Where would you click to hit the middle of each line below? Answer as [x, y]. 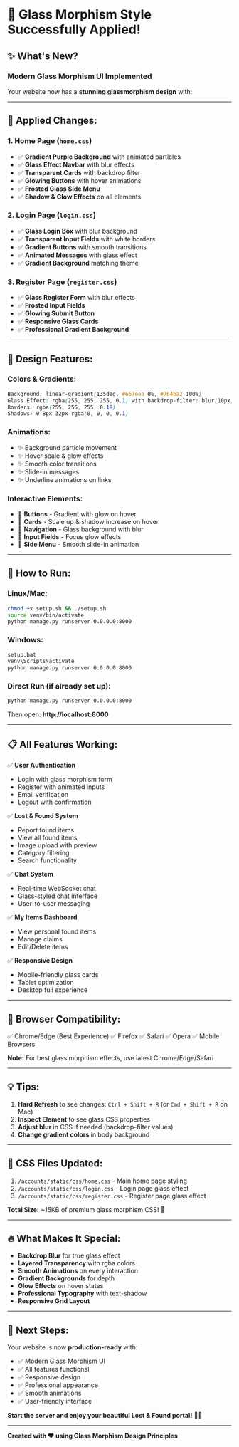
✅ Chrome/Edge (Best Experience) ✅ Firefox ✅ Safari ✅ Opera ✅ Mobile [113, 1036]
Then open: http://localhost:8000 [58, 714]
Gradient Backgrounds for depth [66, 1278]
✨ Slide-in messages [48, 471]
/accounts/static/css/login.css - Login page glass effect [103, 1188]
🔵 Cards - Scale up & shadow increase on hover [88, 521]
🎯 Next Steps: [38, 1330]
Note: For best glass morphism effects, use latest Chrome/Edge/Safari [111, 1057]
